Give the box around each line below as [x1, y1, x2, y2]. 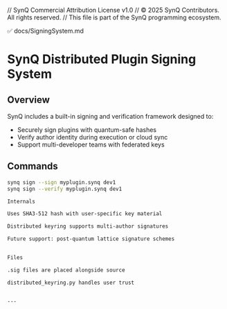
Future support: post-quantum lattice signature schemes [7, 235, 175, 242]
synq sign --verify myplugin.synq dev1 [7, 185, 122, 192]
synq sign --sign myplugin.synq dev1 [7, 178, 116, 186]
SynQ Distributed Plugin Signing [7, 51, 197, 67]
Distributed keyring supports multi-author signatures [7, 223, 169, 230]
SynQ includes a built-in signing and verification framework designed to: [7, 112, 214, 120]
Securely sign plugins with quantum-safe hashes [17, 126, 157, 134]
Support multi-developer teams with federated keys [17, 140, 165, 149]
